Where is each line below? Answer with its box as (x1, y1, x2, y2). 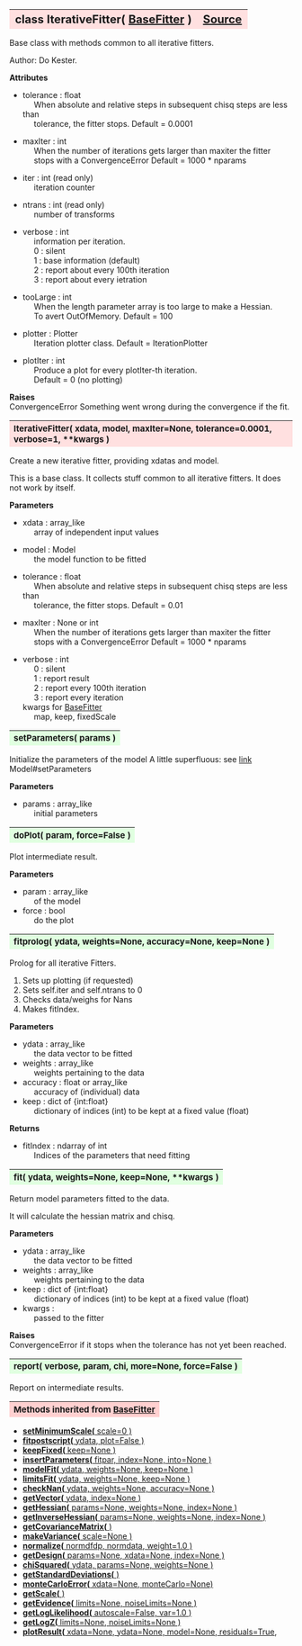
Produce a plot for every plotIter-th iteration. (33, 364, 198, 375)
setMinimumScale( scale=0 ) (22, 1426, 132, 1436)
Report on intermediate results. (9, 1382, 124, 1393)
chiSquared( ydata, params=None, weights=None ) (22, 1559, 214, 1570)
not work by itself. (9, 481, 76, 493)
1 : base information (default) (33, 256, 141, 265)
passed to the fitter (33, 1312, 105, 1323)
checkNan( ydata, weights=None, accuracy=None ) (22, 1482, 215, 1493)
